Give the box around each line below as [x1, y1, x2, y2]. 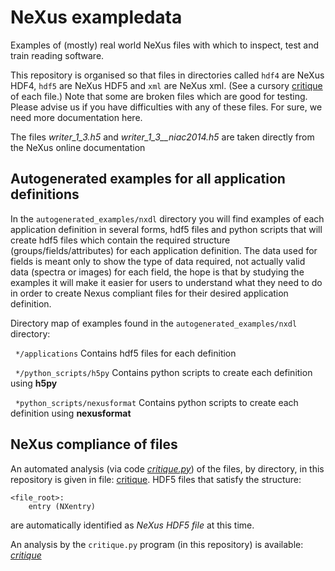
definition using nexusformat [10, 407, 132, 419]
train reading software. [10, 49, 105, 61]
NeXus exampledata [10, 6, 183, 29]
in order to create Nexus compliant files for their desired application [10, 287, 289, 299]
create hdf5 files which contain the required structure [10, 234, 231, 246]
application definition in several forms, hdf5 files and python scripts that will [10, 223, 323, 235]
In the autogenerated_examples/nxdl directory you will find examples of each [10, 212, 325, 225]
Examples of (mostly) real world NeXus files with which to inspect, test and [10, 39, 320, 51]
